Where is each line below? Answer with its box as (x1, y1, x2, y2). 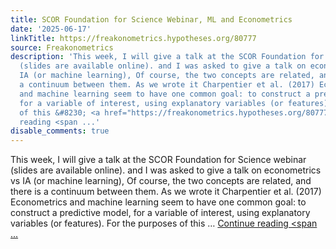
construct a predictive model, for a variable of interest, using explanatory (10, 207, 311, 219)
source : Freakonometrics (10, 42, 114, 53)
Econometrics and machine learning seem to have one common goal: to (10, 196, 307, 208)
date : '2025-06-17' (10, 24, 92, 34)
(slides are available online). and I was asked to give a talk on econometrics (10, 164, 322, 176)
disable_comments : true (10, 126, 110, 136)
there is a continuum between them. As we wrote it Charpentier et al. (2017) (10, 186, 322, 198)
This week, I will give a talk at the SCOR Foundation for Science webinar (10, 154, 307, 166)
